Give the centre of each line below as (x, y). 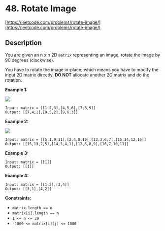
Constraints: (18, 198)
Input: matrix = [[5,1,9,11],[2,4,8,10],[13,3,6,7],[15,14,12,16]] (76, 139)
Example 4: (17, 175)
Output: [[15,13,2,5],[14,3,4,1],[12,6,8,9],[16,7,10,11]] (67, 144)
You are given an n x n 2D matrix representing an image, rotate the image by (83, 55)
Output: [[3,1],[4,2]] (28, 189)
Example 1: (16, 90)
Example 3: (17, 153)
